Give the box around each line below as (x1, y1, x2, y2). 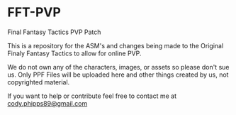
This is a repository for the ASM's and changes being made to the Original (7, 41, 224, 50)
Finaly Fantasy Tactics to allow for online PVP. (7, 49, 142, 57)
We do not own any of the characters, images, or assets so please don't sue (7, 62, 230, 71)
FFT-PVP (7, 4, 62, 21)
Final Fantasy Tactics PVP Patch (7, 28, 101, 36)
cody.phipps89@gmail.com (7, 99, 88, 107)
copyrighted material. (7, 77, 70, 86)
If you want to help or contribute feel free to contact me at (7, 92, 177, 100)
